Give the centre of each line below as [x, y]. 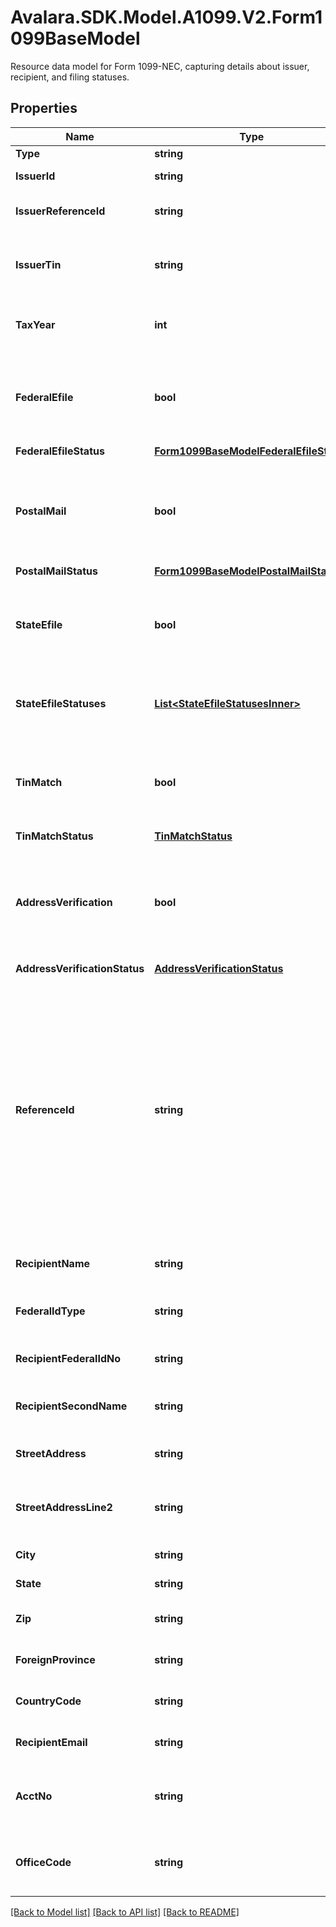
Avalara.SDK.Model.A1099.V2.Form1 [166, 17]
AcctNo [34, 1796]
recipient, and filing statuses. [70, 77]
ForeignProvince [55, 1659]
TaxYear [35, 324]
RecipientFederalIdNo [68, 1358]
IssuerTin [38, 264]
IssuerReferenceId [60, 211]
